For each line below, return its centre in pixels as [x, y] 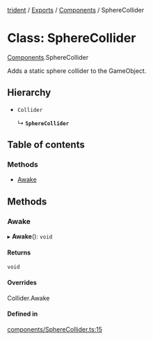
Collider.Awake [29, 298]
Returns [19, 252]
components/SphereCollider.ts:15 [55, 329]
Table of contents [46, 145]
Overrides [22, 282]
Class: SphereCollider [72, 38]
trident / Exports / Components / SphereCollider [76, 10]
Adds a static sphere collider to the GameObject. [77, 71]
